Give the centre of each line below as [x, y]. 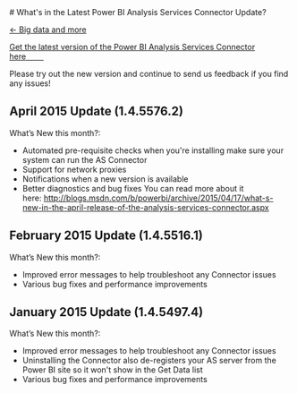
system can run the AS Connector [85, 159]
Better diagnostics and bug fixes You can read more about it [133, 188]
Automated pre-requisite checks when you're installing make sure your [153, 150]
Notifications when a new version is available [105, 179]
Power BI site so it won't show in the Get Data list [112, 370]
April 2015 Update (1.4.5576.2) [96, 111]
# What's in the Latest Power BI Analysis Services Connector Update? [138, 12]
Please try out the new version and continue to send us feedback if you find [149, 74]
